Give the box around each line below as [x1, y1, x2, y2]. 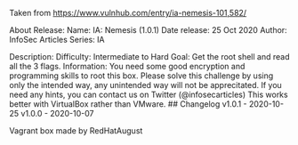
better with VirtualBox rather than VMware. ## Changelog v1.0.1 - [9, 99, 247, 109]
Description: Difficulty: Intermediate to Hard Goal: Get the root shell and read [9, 52, 290, 61]
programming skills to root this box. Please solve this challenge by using [9, 70, 274, 81]
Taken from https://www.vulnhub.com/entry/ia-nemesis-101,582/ [9, 8, 247, 18]
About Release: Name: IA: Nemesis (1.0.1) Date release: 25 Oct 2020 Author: [9, 25, 287, 35]
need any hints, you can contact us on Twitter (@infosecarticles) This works [9, 89, 288, 100]
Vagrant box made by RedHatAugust [9, 125, 143, 136]
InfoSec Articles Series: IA [9, 35, 105, 44]
